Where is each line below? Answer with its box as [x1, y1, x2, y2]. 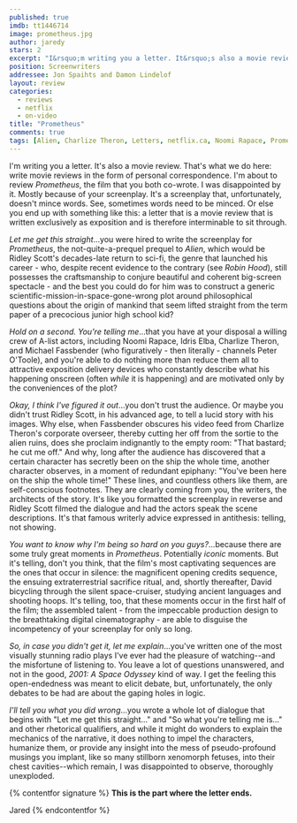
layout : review [9, 79, 65, 88]
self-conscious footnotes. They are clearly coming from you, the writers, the [9, 484, 287, 495]
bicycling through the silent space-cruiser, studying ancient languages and [9, 585, 282, 597]
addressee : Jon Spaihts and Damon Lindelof [9, 71, 172, 80]
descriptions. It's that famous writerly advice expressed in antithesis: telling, [9, 512, 286, 522]
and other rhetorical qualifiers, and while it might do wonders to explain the [9, 723, 283, 734]
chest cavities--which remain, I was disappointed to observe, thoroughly [9, 761, 274, 772]
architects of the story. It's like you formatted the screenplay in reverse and [9, 493, 283, 504]
